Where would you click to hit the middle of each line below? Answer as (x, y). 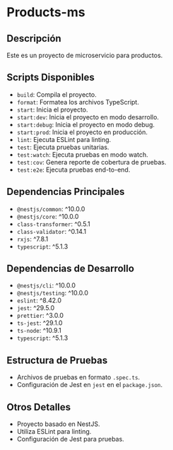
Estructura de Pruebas (57, 360)
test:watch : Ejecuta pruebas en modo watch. (83, 154)
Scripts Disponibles (50, 77)
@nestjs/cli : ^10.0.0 (46, 285)
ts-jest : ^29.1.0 (40, 323)
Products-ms (46, 12)
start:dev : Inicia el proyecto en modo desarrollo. (88, 117)
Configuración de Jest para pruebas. (70, 439)
